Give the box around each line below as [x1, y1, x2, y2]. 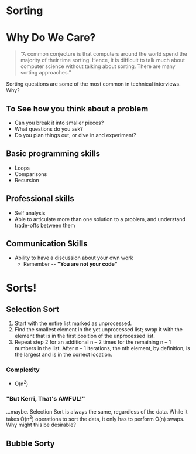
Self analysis [14, 209, 46, 216]
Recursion [14, 177, 39, 184]
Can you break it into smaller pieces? [14, 119, 104, 126]
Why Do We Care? [6, 31, 96, 45]
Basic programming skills [6, 148, 101, 159]
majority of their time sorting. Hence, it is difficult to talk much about [20, 57, 185, 64]
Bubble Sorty [6, 438, 56, 448]
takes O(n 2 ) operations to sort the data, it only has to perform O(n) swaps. [6, 414, 185, 422]
